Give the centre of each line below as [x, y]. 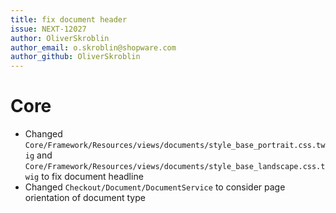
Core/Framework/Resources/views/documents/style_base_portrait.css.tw [175, 146]
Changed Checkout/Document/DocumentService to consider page [155, 187]
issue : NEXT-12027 [48, 29]
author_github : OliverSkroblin [75, 57]
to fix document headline [92, 177]
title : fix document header [69, 19]
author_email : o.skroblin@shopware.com [93, 47]
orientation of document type [85, 198]
